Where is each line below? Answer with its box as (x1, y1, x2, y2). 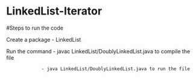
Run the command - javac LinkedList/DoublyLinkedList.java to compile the (6, 47, 191, 55)
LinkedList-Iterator (6, 4, 103, 18)
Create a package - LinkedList (6, 36, 81, 43)
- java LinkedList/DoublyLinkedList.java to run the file (41, 65, 190, 72)
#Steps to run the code (6, 24, 63, 31)
